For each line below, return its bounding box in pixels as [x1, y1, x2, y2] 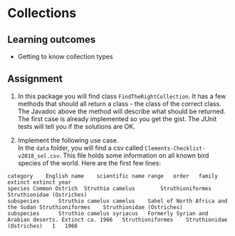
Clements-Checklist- [145, 145, 206, 152]
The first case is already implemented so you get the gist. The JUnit [17, 114, 217, 123]
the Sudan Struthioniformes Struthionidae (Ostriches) [7, 203, 183, 211]
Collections [7, 5, 77, 21]
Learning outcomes [7, 34, 96, 46]
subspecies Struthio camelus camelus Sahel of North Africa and [7, 197, 228, 205]
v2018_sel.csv [17, 152, 60, 160]
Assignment [7, 73, 63, 85]
